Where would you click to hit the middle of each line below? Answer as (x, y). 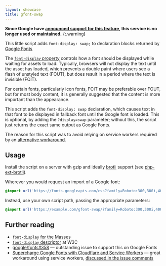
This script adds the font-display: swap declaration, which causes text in (80, 109)
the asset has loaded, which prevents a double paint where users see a (78, 69)
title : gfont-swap (24, 14)
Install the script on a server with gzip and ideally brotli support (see (74, 167)
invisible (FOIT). (21, 79)
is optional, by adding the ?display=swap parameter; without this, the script (81, 119)
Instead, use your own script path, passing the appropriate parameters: (78, 201)
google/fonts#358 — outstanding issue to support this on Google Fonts (85, 247)
